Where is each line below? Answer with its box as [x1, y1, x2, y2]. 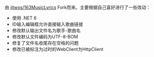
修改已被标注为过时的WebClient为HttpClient [12, 46, 104, 52]
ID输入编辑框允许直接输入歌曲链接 [12, 21, 83, 27]
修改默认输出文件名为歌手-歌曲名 [12, 27, 81, 33]
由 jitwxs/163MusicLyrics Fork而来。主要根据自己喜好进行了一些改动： [5, 4, 151, 10]
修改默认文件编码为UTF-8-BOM [12, 34, 78, 39]
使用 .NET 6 [12, 15, 37, 21]
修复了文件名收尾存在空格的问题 [12, 40, 79, 46]
